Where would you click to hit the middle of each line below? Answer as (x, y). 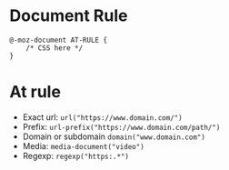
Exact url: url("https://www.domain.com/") (103, 117)
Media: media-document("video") (84, 145)
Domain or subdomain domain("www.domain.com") (114, 136)
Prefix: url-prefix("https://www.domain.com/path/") (121, 126)
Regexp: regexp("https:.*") (76, 155)
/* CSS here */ (55, 48)
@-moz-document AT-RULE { (58, 40)
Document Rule (69, 16)
